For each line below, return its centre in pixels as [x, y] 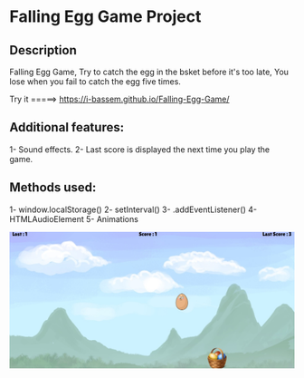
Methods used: [53, 188]
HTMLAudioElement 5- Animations [74, 218]
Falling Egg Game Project [105, 17]
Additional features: [67, 127]
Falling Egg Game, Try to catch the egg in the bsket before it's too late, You [149, 72]
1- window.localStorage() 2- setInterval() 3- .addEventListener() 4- [133, 209]
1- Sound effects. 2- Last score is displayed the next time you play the [140, 149]
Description [43, 50]
